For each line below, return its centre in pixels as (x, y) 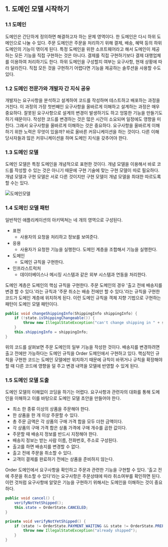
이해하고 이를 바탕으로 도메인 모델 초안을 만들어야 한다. (68, 398)
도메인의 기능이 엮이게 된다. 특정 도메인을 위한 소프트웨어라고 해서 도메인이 (78, 49)
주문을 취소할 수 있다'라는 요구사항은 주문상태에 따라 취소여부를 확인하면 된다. (86, 476)
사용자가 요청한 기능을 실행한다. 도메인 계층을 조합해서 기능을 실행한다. (88, 249)
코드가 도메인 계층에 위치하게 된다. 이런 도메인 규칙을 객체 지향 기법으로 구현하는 (83, 297)
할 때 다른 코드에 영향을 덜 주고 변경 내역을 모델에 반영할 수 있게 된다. (72, 366)
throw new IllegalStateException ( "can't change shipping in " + (91, 323)
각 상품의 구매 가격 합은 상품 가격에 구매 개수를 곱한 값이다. (70, 428)
